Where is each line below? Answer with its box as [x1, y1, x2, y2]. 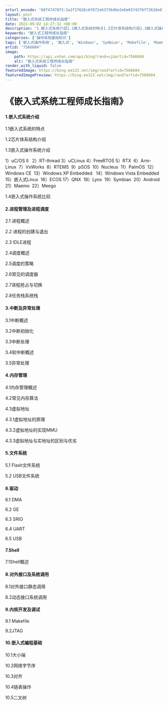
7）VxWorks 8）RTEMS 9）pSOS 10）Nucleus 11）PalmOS [18, 164, 145, 170]
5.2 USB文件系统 [5, 473, 39, 479]
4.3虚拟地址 [5, 405, 29, 411]
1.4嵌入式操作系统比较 [5, 194, 51, 200]
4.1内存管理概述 [5, 384, 37, 390]
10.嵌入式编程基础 [5, 640, 42, 646]
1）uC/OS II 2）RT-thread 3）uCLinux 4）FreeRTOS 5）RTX [5, 158, 131, 164]
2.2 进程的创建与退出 [5, 229, 48, 235]
